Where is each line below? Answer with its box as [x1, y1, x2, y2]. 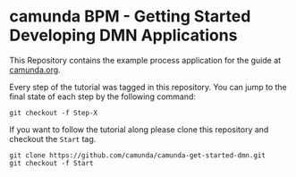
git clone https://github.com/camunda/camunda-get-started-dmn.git [9, 150, 266, 160]
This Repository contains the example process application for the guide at [9, 55, 282, 65]
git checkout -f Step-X [9, 108, 98, 117]
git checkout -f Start [9, 158, 94, 167]
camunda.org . [9, 64, 61, 75]
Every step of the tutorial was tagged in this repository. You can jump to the [9, 81, 288, 92]
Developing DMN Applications [9, 25, 238, 46]
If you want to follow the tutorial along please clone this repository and [9, 123, 269, 135]
